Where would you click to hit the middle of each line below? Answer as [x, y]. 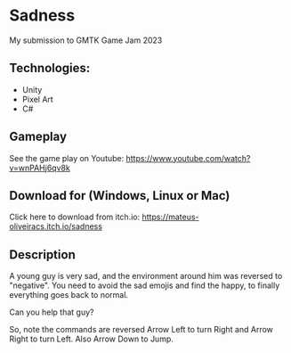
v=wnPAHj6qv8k [40, 168]
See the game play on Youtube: [67, 158]
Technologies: [50, 68]
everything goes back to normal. [69, 295]
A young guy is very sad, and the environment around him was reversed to [146, 276]
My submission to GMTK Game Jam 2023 [86, 40]
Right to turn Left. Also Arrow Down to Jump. [91, 339]
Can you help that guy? [52, 312]
